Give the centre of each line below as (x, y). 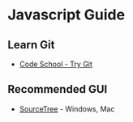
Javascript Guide (66, 15)
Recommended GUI (58, 89)
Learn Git (31, 45)
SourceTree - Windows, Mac (67, 109)
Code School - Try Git (56, 64)
